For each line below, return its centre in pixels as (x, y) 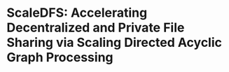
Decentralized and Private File (96, 28)
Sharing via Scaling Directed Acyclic (114, 43)
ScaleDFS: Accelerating (77, 13)
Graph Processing (60, 58)
